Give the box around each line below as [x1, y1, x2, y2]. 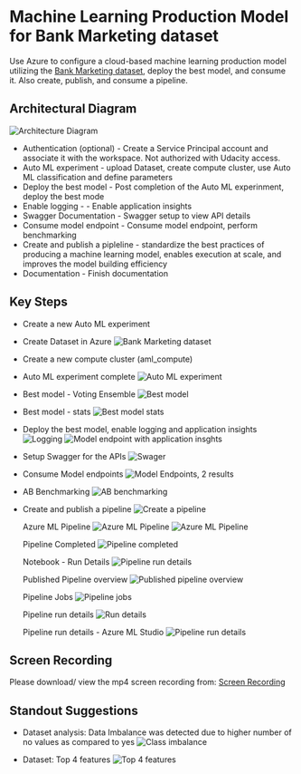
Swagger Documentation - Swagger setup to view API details [22, 210, 251, 221]
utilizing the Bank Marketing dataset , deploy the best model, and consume [9, 65, 287, 76]
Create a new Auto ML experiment [22, 318, 151, 329]
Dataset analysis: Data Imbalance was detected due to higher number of [22, 727, 292, 738]
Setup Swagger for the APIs [22, 450, 127, 461]
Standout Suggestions [9, 702, 138, 718]
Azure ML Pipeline [22, 521, 91, 532]
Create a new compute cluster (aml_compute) [22, 353, 193, 364]
